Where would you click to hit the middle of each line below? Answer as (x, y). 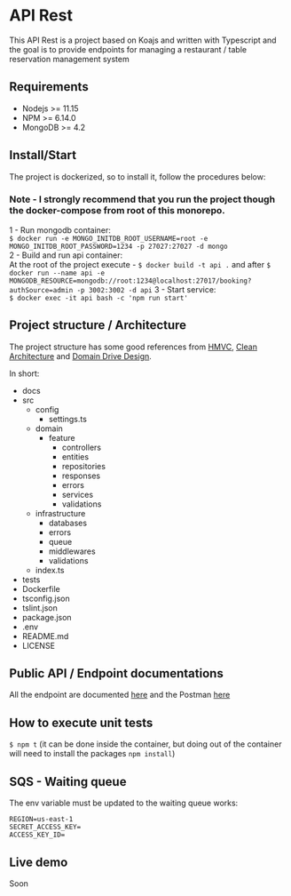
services (78, 494)
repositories (84, 466)
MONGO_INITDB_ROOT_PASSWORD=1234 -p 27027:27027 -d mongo (118, 246)
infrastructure (60, 513)
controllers (82, 447)
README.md (45, 636)
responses (81, 476)
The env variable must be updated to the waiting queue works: (124, 803)
